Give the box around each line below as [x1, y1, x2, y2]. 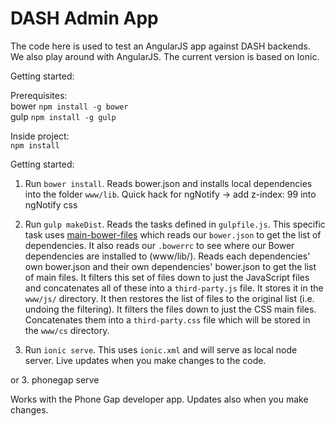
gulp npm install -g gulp [10, 110, 117, 122]
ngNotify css [24, 198, 78, 211]
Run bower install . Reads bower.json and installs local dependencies [24, 177, 313, 189]
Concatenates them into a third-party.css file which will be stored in [24, 313, 311, 326]
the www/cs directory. [24, 324, 110, 336]
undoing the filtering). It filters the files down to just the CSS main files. [24, 303, 317, 315]
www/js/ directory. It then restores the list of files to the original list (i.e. [24, 292, 315, 304]
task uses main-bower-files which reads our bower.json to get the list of [24, 228, 322, 241]
